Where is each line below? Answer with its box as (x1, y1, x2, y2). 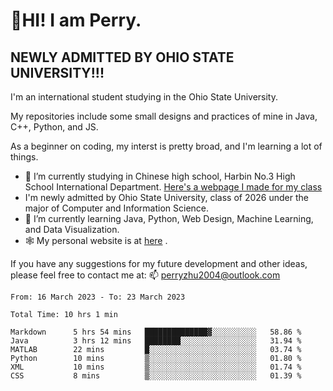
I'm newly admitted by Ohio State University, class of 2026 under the (24, 192, 309, 203)
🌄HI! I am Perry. (10, 9, 142, 32)
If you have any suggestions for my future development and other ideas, (10, 258, 308, 269)
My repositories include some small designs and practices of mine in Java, (10, 110, 318, 122)
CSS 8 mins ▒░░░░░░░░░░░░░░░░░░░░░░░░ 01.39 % (10, 371, 302, 381)
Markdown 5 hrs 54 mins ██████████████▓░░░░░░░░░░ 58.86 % (10, 327, 302, 337)
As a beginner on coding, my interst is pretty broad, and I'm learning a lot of (10, 140, 323, 152)
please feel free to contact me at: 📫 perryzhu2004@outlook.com (10, 269, 281, 281)
